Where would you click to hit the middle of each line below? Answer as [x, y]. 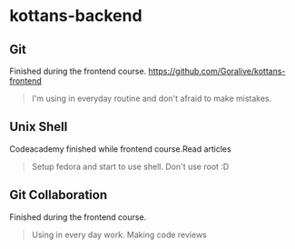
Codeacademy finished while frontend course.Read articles [120, 149]
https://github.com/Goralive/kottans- [217, 71]
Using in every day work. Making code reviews [119, 234]
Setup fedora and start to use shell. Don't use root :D [130, 166]
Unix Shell [39, 127]
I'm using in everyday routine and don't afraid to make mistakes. [152, 98]
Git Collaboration [59, 195]
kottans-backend [76, 16]
